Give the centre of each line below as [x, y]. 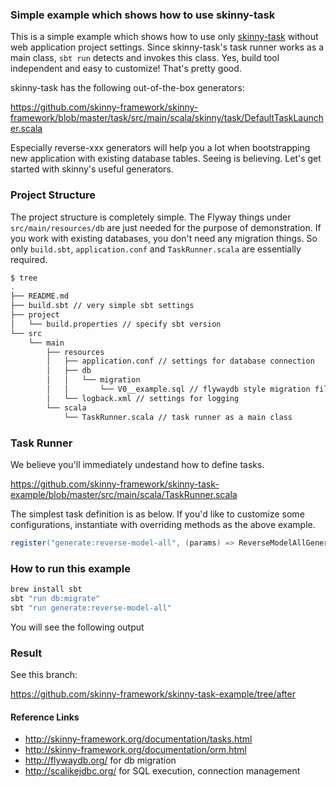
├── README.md [40, 296]
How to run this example [70, 568]
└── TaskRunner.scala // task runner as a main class [178, 417]
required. [29, 259]
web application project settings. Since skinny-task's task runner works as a [167, 47]
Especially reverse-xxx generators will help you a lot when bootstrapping [160, 148]
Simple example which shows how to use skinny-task [143, 15]
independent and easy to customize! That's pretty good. [126, 69]
